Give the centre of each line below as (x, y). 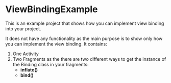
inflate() (29, 70)
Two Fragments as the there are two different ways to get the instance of (89, 59)
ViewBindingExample (52, 9)
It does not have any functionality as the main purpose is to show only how (84, 38)
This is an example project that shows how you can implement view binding (85, 23)
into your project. (23, 28)
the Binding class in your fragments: (51, 64)
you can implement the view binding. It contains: (56, 44)
